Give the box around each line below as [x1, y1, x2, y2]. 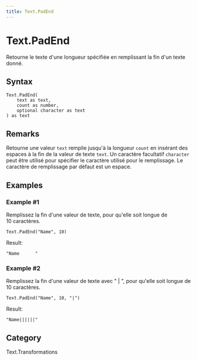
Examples [6, 180, 43, 190]
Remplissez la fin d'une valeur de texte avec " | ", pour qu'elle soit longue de [6, 278, 191, 285]
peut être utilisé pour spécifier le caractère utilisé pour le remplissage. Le [6, 157, 183, 164]
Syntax [6, 76, 33, 86]
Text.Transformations [6, 348, 58, 355]
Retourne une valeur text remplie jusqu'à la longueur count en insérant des [6, 145, 188, 152]
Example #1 [6, 198, 39, 206]
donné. [6, 59, 24, 66]
